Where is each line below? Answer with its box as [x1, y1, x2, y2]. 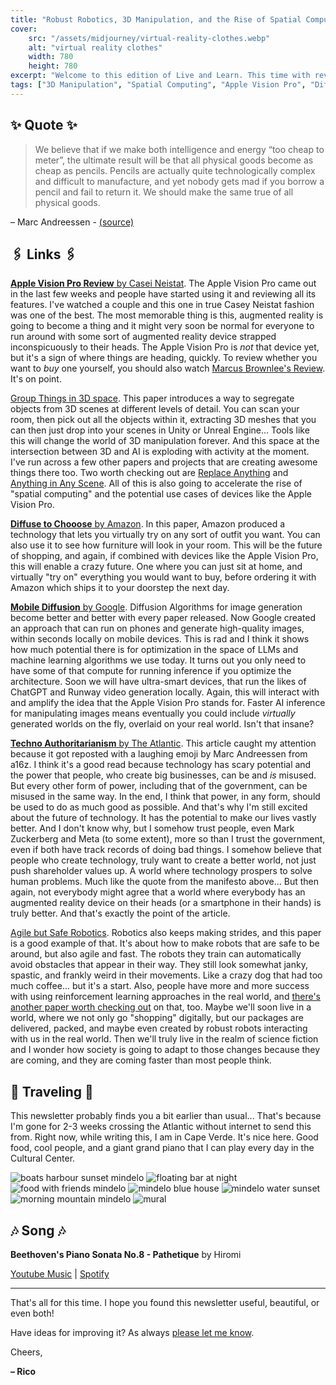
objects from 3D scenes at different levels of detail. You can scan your [10, 403, 300, 415]
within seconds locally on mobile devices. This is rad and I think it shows [10, 633, 310, 645]
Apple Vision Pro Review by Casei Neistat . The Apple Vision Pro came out [10, 277, 317, 290]
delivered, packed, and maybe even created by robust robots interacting [10, 1022, 308, 1035]
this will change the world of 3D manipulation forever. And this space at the [10, 435, 320, 447]
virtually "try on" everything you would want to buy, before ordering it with [10, 571, 317, 583]
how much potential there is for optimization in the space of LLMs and [10, 644, 299, 656]
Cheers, [10, 1346, 43, 1358]
